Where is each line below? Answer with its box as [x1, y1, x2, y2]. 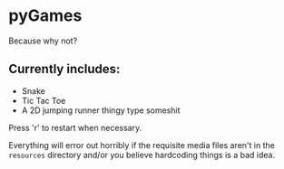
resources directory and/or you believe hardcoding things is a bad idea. [8, 149, 276, 160]
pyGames [8, 5, 83, 26]
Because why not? [8, 35, 78, 46]
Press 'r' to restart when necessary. [8, 122, 142, 133]
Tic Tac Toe [21, 95, 66, 106]
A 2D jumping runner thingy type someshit [21, 105, 181, 116]
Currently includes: [8, 61, 121, 77]
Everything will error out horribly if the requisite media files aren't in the [8, 139, 276, 150]
